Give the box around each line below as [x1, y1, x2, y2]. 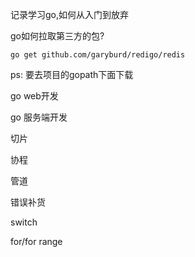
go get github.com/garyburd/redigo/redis [10, 50, 186, 60]
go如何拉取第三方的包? [10, 30, 105, 42]
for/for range [10, 236, 63, 247]
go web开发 [10, 90, 59, 102]
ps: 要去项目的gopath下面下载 [10, 69, 134, 80]
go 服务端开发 [10, 111, 68, 123]
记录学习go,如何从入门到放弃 [10, 9, 130, 20]
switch [10, 216, 38, 228]
